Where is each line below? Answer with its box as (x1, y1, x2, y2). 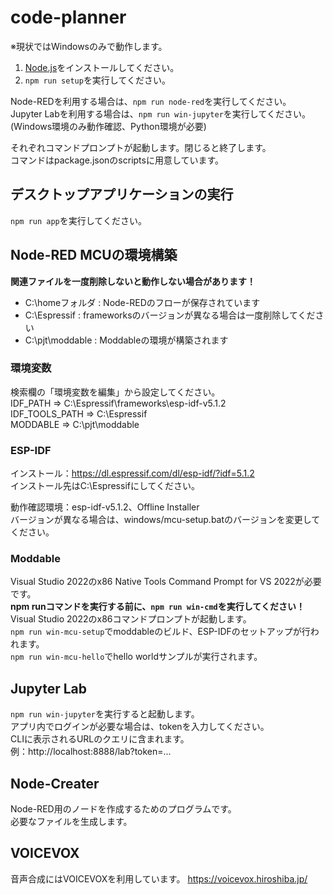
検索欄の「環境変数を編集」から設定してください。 (10, 386, 221, 398)
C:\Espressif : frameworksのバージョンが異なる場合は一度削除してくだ (24, 309, 316, 321)
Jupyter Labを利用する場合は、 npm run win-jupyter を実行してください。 (10, 107, 312, 120)
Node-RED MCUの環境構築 (10, 247, 178, 264)
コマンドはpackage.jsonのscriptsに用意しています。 (10, 154, 225, 166)
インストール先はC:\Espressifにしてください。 (10, 480, 201, 492)
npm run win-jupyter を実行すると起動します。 (10, 708, 200, 720)
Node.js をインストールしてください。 (24, 61, 180, 73)
